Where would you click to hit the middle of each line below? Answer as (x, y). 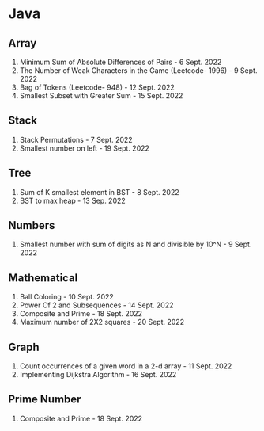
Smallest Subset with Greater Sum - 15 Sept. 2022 (101, 95)
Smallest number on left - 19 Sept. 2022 (85, 148)
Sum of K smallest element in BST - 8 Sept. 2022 (99, 192)
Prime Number (45, 400)
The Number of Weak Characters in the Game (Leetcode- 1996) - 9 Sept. (138, 71)
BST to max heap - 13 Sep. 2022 (73, 200)
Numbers (32, 225)
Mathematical (43, 278)
